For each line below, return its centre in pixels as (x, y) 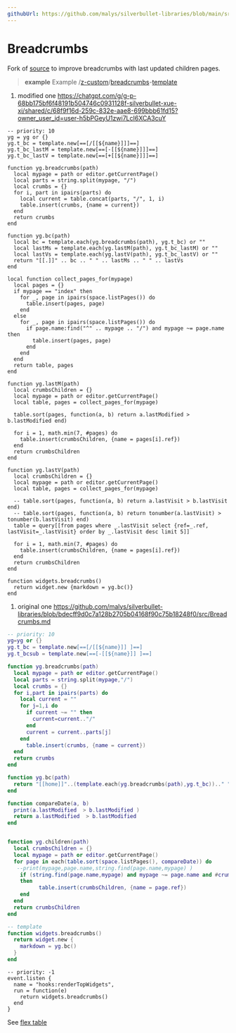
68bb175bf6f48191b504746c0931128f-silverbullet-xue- (97, 103)
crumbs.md (34, 621)
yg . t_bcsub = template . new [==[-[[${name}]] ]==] (80, 654)
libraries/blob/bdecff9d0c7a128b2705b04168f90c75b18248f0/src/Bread (122, 614)
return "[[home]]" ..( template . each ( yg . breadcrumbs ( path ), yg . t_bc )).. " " (122, 784)
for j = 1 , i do (39, 706)
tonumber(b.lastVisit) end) (48, 519)
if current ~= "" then (59, 712)
